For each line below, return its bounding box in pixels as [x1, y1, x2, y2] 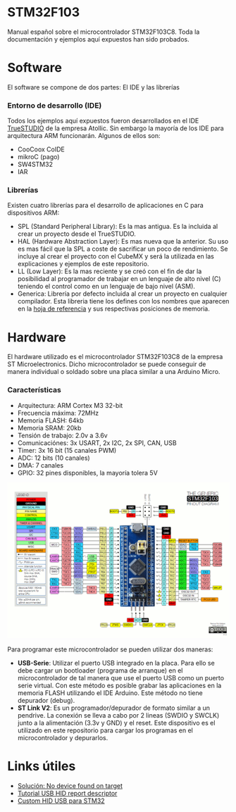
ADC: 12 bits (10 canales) [17, 454, 90, 462]
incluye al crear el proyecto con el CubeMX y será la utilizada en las [17, 252, 215, 261]
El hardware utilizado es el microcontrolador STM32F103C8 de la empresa [7, 353, 223, 361]
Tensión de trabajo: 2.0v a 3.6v [17, 431, 108, 439]
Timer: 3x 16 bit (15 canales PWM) [17, 446, 117, 454]
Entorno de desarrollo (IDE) [7, 100, 102, 110]
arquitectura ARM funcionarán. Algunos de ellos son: [7, 132, 161, 140]
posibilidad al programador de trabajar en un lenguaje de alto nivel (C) [17, 275, 221, 283]
